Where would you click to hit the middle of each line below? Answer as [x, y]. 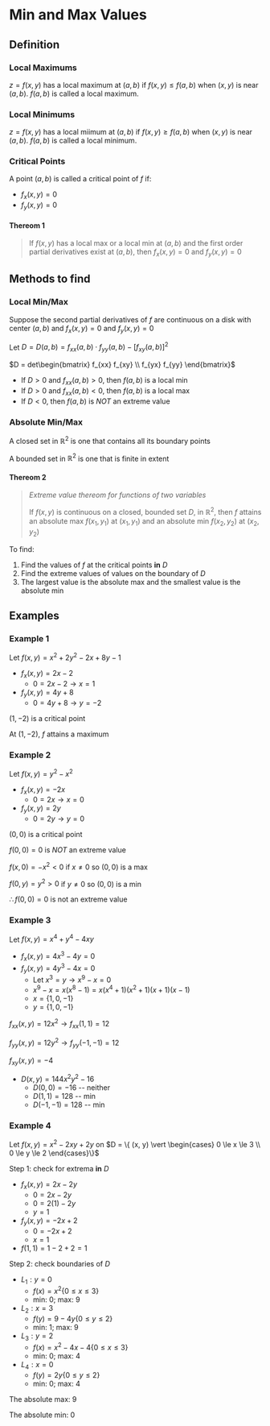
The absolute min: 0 [42, 1415]
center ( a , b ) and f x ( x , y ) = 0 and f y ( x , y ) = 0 [82, 329]
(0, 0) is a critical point [46, 835]
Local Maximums [43, 68]
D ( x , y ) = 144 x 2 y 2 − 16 [57, 1078]
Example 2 [30, 755]
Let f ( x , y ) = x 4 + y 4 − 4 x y [52, 939]
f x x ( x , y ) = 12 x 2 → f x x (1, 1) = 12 [59, 1024]
